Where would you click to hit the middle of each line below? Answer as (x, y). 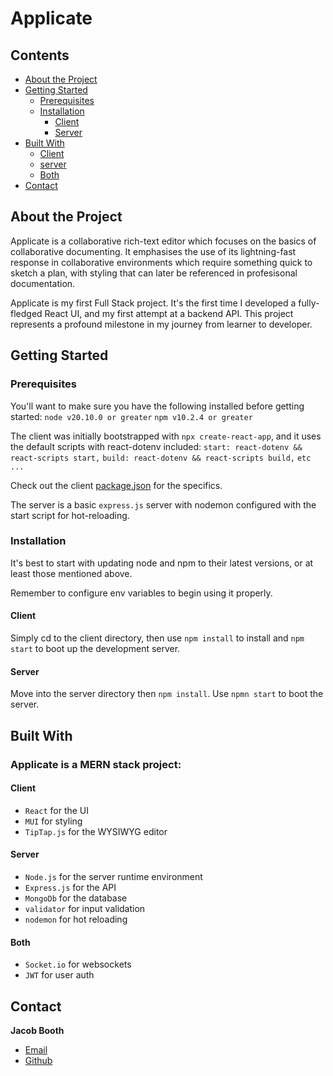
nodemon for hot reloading (76, 919)
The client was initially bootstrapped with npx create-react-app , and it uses (166, 436)
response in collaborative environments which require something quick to (161, 262)
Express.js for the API (70, 887)
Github (38, 1060)
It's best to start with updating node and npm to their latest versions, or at (162, 563)
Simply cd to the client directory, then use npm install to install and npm (157, 638)
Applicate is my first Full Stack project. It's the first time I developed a (153, 303)
